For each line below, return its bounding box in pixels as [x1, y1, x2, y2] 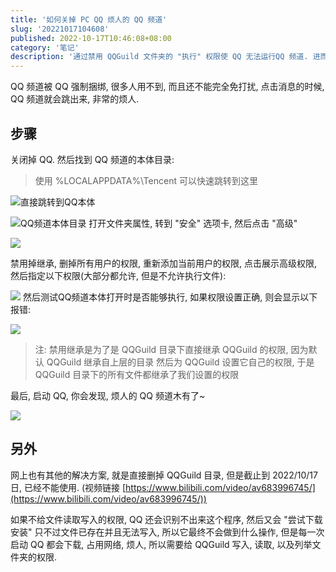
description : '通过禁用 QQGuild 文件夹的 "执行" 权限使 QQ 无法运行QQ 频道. [10, 52, 309, 62]
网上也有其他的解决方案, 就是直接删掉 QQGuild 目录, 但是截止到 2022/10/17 [10, 469, 318, 481]
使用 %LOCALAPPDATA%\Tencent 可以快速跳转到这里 [34, 174, 258, 186]
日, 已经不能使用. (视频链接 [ [10, 481, 127, 493]
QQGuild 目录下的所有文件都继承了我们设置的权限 [34, 368, 240, 380]
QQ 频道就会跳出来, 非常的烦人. [10, 93, 140, 105]
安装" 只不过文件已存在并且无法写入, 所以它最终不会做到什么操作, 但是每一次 [10, 526, 325, 538]
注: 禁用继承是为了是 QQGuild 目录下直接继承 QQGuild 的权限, [34, 343, 289, 355]
